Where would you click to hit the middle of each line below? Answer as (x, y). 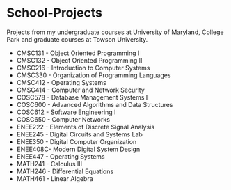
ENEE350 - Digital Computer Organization (77, 141)
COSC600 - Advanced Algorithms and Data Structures (95, 104)
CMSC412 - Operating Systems (62, 82)
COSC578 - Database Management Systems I (82, 97)
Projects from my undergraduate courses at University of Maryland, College (115, 32)
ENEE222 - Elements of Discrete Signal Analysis (85, 127)
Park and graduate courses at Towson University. (77, 39)
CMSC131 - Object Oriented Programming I (78, 53)
